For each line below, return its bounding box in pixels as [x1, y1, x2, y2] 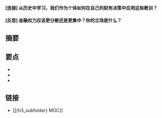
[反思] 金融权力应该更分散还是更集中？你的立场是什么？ [5, 17, 122, 23]
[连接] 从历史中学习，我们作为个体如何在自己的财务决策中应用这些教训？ [5, 5, 157, 11]
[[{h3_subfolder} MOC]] [12, 107, 63, 113]
